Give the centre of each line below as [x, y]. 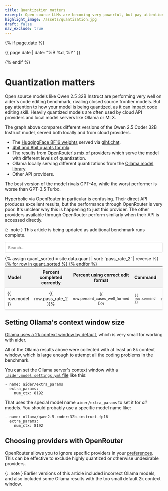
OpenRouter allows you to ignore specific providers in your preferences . [79, 453]
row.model [19, 299]
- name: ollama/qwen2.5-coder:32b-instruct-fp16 [57, 417]
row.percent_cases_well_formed [101, 299]
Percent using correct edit [101, 275]
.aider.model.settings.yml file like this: [46, 375]
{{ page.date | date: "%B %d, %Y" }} [43, 53]
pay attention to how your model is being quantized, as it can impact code [81, 107]
